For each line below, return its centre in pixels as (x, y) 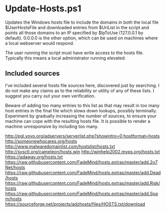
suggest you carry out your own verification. (50, 96)
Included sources (33, 74)
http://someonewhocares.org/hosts (41, 141)
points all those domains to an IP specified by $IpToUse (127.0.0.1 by (74, 33)
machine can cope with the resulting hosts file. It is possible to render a (78, 121)
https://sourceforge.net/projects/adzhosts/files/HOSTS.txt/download (75, 204)
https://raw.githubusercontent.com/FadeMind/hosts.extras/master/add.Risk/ (83, 183)
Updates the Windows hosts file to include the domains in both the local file (82, 22)
